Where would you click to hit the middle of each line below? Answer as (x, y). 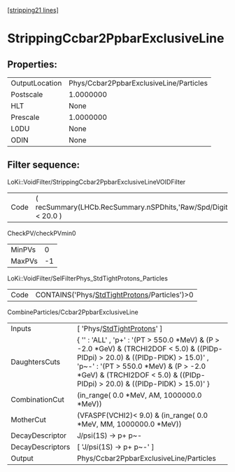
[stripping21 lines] (33, 10)
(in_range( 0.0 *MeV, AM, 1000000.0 (139, 395)
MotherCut (29, 419)
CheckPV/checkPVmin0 (42, 233)
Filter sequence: (44, 165)
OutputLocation (36, 83)
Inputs (21, 328)
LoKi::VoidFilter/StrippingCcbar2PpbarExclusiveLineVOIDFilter (97, 182)
